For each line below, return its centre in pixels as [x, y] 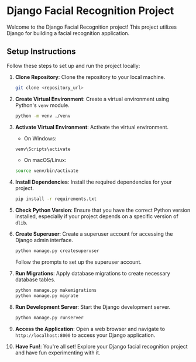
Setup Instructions [41, 52]
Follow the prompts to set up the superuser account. [78, 262]
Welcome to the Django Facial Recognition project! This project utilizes [92, 27]
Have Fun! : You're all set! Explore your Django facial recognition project [101, 346]
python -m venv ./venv [43, 116]
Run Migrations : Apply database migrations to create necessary [92, 273]
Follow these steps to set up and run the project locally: [73, 65]
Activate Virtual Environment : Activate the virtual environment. [92, 127]
